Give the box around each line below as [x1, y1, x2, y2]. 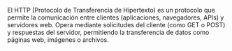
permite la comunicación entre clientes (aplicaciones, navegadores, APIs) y [7, 13, 224, 22]
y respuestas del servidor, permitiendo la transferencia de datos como [7, 28, 210, 36]
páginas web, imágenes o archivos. [7, 36, 110, 44]
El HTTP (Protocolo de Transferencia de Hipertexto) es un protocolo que [7, 6, 215, 14]
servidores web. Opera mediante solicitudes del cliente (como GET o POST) [7, 21, 226, 29]
